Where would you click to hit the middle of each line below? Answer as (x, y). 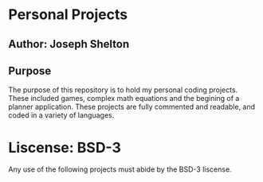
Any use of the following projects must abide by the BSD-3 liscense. (120, 169)
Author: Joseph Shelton (69, 44)
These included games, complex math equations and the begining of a (124, 99)
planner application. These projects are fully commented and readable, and (132, 107)
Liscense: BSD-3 (65, 147)
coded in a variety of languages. (61, 115)
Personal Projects (68, 15)
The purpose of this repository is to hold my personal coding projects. (123, 90)
